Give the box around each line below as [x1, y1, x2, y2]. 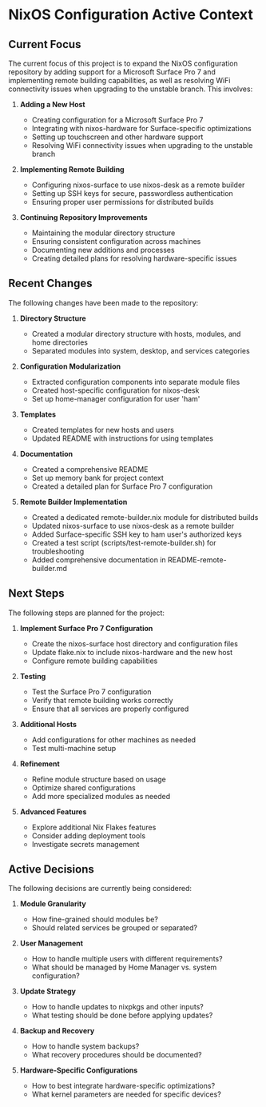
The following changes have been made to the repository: [8, 298, 199, 307]
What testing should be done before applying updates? [31, 1010, 213, 1021]
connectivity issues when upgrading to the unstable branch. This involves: [8, 84, 253, 94]
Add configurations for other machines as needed [31, 734, 197, 745]
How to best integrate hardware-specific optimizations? [31, 1081, 216, 1091]
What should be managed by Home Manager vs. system [31, 962, 217, 973]
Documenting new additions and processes [31, 246, 175, 254]
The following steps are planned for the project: [8, 608, 165, 617]
